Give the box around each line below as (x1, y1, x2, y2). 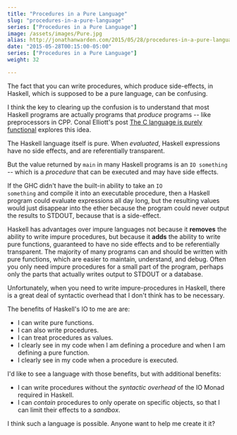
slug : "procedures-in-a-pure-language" (7, 17, 125, 24)
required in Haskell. (17, 391, 74, 399)
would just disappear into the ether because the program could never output (7, 204, 229, 212)
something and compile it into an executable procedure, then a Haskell (7, 188, 210, 197)
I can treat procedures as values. (17, 333, 114, 342)
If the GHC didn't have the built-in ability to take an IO (7, 181, 163, 190)
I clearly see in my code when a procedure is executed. (17, 355, 178, 364)
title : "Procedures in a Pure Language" (7, 10, 128, 18)
